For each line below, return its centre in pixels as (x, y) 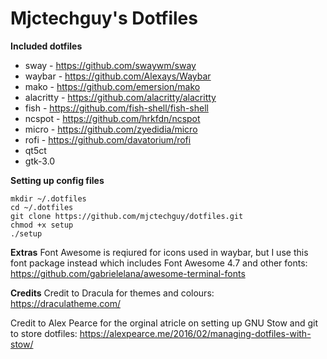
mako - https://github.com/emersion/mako (112, 86)
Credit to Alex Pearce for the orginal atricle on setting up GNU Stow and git (164, 323)
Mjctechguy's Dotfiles (104, 18)
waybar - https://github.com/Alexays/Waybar (118, 76)
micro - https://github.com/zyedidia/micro (111, 129)
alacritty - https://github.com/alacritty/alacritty (120, 97)
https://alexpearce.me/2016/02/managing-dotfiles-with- (195, 333)
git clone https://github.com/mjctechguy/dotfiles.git (127, 216)
